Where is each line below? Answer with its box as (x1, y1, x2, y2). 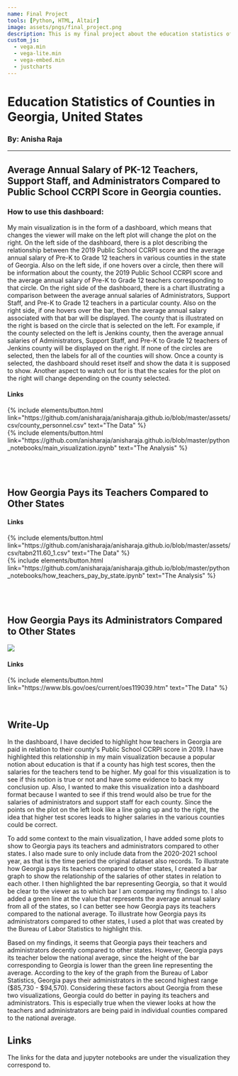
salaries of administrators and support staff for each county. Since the (7, 798, 212, 806)
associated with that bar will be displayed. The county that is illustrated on (7, 314, 224, 322)
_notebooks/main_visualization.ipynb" (7, 444, 118, 452)
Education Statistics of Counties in (7, 94, 215, 110)
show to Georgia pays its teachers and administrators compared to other (7, 842, 220, 850)
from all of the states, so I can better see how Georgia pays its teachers (7, 902, 216, 911)
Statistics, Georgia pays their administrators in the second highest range (7, 976, 218, 985)
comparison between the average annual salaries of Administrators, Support (7, 291, 230, 299)
